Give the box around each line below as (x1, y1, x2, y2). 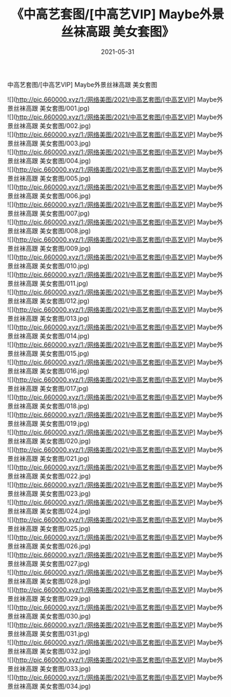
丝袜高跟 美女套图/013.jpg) (13, 314, 90, 322)
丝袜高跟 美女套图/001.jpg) (13, 104, 90, 112)
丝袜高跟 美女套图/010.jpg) (13, 261, 90, 270)
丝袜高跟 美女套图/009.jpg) (13, 244, 91, 252)
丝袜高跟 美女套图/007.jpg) (13, 209, 90, 217)
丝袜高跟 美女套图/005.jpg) (13, 174, 91, 182)
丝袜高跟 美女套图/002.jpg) (13, 121, 91, 130)
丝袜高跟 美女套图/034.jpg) (13, 682, 91, 690)
